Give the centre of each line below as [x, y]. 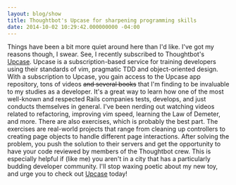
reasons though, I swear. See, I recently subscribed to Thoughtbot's [106, 54]
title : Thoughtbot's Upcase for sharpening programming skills [102, 20]
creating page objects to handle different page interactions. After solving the [118, 136]
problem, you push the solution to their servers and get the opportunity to [114, 144]
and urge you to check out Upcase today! [68, 174]
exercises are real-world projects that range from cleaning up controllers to [116, 129]
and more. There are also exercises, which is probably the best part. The [113, 122]
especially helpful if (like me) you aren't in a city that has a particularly [109, 159]
